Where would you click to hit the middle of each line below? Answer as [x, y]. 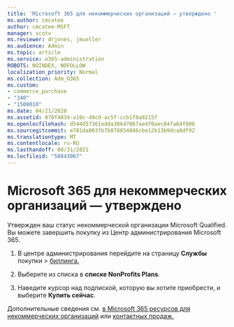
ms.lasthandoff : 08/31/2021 [48, 150]
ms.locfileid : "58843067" [45, 157]
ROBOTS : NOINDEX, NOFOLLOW [46, 66]
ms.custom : [23, 85]
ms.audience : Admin [36, 46]
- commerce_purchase [37, 91]
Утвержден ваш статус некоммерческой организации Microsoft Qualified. [117, 225]
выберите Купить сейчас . [56, 295]
